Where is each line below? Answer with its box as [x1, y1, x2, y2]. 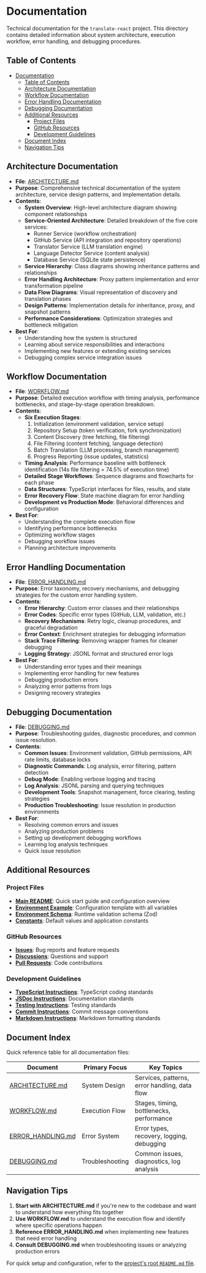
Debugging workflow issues [24, 538, 95, 545]
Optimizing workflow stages [24, 531, 96, 538]
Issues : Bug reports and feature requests [15, 946, 120, 953]
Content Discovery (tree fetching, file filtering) [33, 433, 150, 441]
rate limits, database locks [24, 756, 91, 763]
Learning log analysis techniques [24, 841, 109, 848]
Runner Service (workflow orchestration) [33, 230, 137, 237]
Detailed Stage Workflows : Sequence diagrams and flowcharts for [24, 473, 194, 480]
